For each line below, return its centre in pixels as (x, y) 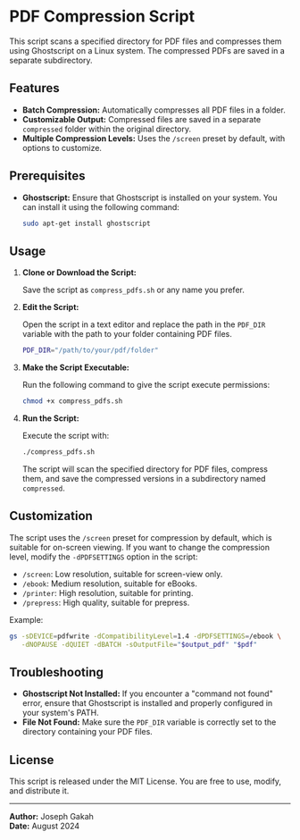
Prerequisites (47, 176)
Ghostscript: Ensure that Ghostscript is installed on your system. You (150, 197)
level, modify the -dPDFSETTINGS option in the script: (104, 557)
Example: (26, 619)
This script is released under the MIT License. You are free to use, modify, (146, 781)
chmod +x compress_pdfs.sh (72, 401)
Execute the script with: (66, 436)
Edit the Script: (50, 307)
